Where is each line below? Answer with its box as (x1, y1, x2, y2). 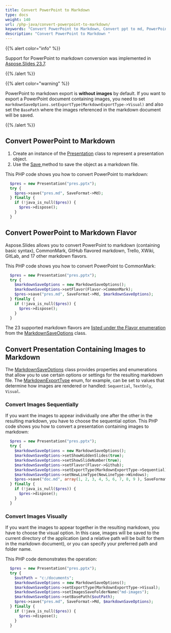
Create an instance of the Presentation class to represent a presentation (12, 150, 164, 156)
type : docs (5, 12, 28, 17)
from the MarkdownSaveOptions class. (5, 330, 87, 336)
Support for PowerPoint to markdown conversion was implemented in (5, 55, 151, 61)
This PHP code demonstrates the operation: (5, 556, 97, 562)
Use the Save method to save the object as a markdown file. (12, 161, 139, 167)
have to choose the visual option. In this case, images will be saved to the (5, 530, 159, 536)
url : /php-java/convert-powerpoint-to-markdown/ (5, 21, 110, 27)
